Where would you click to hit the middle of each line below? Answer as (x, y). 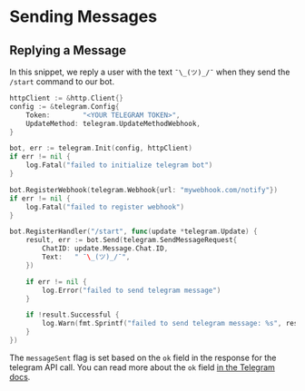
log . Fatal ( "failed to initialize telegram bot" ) (119, 165)
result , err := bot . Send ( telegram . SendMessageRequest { (132, 240)
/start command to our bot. (62, 82)
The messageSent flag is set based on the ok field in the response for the (143, 357)
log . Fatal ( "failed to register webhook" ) (105, 207)
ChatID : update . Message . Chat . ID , (105, 249)
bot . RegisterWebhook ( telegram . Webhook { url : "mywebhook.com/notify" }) (144, 190)
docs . (20, 376)
